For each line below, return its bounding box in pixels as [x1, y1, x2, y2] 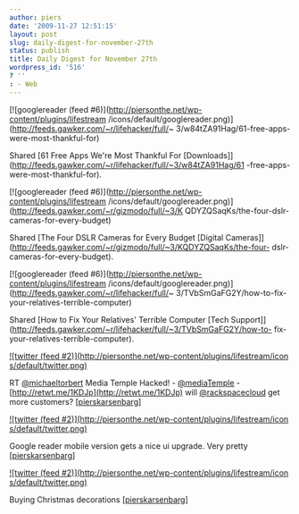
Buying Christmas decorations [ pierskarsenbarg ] [9, 493, 189, 505]
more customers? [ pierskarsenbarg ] [9, 396, 142, 407]
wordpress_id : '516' [9, 63, 87, 72]
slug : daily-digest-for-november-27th [9, 38, 154, 47]
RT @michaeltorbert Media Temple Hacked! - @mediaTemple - [9, 377, 241, 388]
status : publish [9, 46, 70, 55]
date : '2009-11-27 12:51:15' [9, 21, 118, 30]
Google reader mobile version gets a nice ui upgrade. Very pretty [9, 440, 248, 451]
